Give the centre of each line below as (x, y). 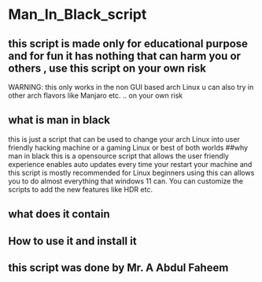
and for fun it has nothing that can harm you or (125, 56)
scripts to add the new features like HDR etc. (81, 189)
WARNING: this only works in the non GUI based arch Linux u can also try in (131, 87)
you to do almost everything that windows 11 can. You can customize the (126, 181)
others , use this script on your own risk (107, 68)
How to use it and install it (72, 241)
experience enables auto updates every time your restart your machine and (130, 164)
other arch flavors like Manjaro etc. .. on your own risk (96, 95)
